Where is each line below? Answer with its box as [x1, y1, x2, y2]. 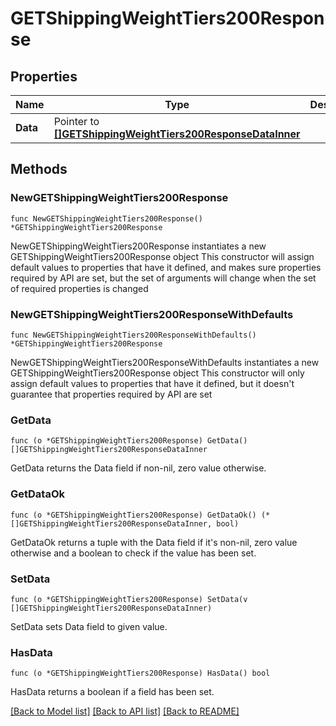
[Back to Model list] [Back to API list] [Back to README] [10, 705, 240, 717]
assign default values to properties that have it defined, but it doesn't [10, 377, 295, 389]
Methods [10, 161, 68, 178]
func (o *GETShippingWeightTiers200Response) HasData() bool [10, 668, 271, 679]
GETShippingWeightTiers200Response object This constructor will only [10, 367, 305, 379]
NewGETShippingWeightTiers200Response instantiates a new [10, 240, 267, 252]
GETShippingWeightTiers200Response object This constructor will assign [10, 250, 315, 262]
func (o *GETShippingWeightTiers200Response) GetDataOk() [10, 510, 257, 520]
